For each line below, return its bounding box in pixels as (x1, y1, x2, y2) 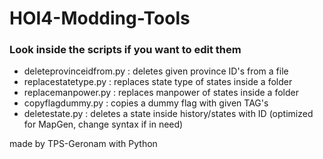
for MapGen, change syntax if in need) (23, 118, 184, 131)
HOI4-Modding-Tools (9, 7, 191, 30)
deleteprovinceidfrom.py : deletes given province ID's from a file (23, 65, 289, 77)
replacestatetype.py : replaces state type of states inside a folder (23, 76, 293, 88)
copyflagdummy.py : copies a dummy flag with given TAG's (23, 97, 269, 109)
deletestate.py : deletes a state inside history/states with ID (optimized (23, 108, 314, 120)
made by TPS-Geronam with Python (9, 138, 158, 150)
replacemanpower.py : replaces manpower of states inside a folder (23, 87, 299, 99)
